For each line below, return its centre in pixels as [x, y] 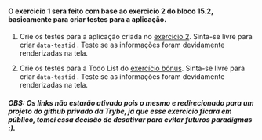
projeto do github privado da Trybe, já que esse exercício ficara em [120, 111]
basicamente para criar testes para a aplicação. [87, 19]
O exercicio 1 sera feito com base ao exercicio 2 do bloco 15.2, [111, 11]
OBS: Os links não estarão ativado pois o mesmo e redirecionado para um [131, 102]
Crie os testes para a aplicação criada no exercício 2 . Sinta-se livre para [136, 37]
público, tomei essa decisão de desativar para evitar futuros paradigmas [130, 119]
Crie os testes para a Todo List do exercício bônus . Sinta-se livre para [132, 68]
